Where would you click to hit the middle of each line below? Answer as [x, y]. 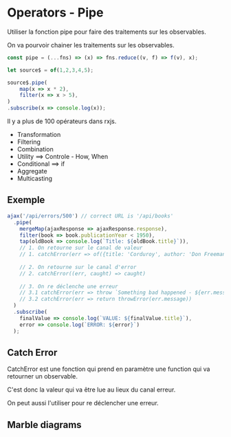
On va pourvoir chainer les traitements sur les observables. [91, 45]
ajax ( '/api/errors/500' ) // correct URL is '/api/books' [90, 216]
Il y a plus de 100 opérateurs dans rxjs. [62, 121]
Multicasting [35, 179]
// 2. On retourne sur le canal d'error [78, 267]
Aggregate [32, 171]
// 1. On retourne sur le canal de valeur [81, 248]
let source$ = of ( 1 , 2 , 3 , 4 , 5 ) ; [51, 70]
